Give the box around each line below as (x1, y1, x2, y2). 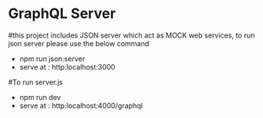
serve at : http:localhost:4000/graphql (19, 101, 143, 110)
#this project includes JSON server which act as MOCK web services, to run (8, 30, 255, 40)
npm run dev (19, 92, 61, 102)
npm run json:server (19, 54, 86, 63)
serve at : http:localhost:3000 (19, 62, 115, 71)
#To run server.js (8, 77, 63, 87)
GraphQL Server (8, 5, 116, 23)
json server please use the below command (8, 38, 150, 48)
